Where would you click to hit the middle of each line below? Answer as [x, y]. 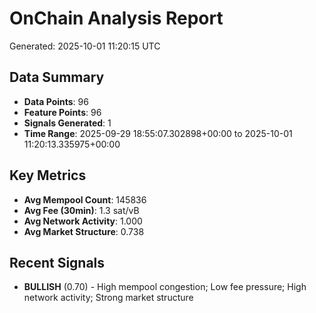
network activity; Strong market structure [108, 298]
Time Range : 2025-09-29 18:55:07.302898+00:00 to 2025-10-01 [158, 133]
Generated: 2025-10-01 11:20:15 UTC [85, 46]
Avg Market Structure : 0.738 [84, 231]
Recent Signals [57, 262]
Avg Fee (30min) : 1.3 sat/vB [81, 210]
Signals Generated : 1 [67, 123]
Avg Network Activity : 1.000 [83, 221]
